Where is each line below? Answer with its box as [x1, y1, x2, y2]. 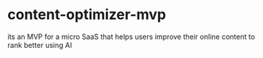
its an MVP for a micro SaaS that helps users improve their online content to [7, 32, 256, 41]
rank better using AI [7, 40, 72, 49]
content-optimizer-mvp [7, 6, 167, 24]
